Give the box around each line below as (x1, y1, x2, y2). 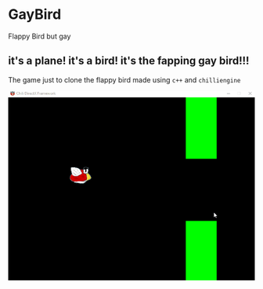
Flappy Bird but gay (8, 31, 71, 41)
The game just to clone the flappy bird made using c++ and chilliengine (8, 75, 241, 84)
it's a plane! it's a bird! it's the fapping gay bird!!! (8, 54, 250, 68)
